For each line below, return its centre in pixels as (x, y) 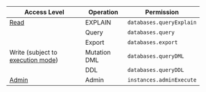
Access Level (44, 12)
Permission (162, 12)
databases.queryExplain (162, 22)
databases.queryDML (156, 56)
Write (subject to (33, 52)
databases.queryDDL (156, 70)
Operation (103, 12)
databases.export (152, 42)
